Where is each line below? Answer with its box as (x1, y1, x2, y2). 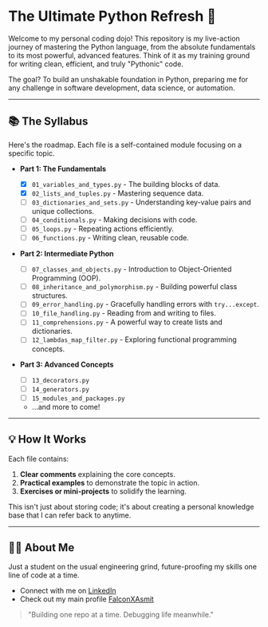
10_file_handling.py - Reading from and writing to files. (31, 308, 217, 318)
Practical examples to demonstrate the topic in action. (19, 478, 199, 487)
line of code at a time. (8, 570, 80, 580)
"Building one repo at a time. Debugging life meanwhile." (27, 610, 214, 620)
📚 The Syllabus (8, 115, 89, 129)
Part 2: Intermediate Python (19, 249, 114, 259)
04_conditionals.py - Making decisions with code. (31, 215, 198, 224)
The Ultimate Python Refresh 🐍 (8, 7, 217, 26)
